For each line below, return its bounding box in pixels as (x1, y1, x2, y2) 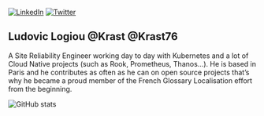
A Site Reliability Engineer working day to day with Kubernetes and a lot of (8, 51, 249, 60)
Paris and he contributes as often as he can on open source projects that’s (8, 67, 250, 77)
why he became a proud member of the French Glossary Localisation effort (8, 75, 253, 85)
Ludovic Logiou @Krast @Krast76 (8, 30, 179, 43)
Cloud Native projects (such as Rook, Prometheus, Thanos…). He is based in (8, 59, 257, 68)
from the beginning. (8, 84, 73, 93)
